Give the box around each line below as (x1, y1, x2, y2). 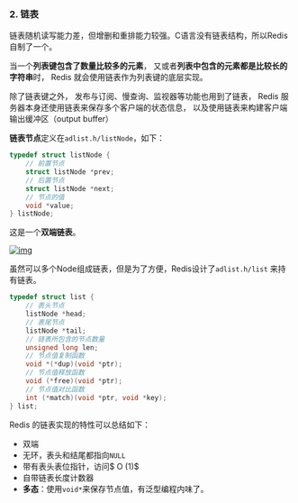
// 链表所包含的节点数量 (25, 334, 105, 343)
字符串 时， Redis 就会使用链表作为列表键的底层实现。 (9, 72, 209, 83)
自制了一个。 (9, 41, 57, 52)
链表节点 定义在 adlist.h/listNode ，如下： (9, 133, 165, 143)
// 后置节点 (25, 176, 65, 185)
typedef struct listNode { (9, 151, 111, 160)
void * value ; (25, 201, 75, 210)
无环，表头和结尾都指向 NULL (22, 449, 126, 461)
